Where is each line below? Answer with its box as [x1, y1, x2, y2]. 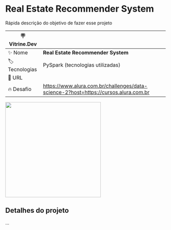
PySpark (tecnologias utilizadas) [43, 61, 121, 69]
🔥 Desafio [8, 85, 32, 92]
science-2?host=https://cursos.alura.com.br [43, 88, 150, 95]
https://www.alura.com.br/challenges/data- [43, 82, 148, 89]
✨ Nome [8, 49, 28, 56]
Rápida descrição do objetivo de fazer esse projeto [5, 20, 112, 26]
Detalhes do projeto [5, 206, 69, 215]
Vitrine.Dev [9, 40, 37, 47]
